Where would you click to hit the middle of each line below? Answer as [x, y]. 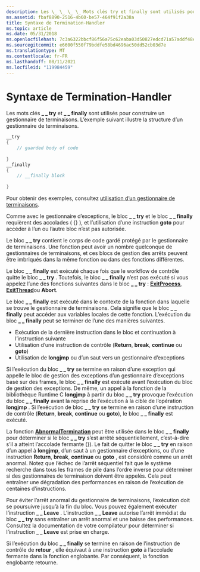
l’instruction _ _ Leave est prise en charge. [58, 532]
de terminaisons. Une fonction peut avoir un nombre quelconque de [89, 247]
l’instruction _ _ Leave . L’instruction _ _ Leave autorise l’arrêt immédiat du [96, 513]
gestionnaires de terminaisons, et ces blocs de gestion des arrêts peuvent [97, 253]
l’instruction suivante [40, 339]
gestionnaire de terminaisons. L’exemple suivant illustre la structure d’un [95, 119]
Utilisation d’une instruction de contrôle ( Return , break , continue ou [99, 345]
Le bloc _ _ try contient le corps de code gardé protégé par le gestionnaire [97, 241]
